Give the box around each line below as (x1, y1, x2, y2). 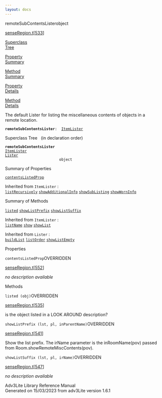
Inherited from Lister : (5, 231, 50, 237)
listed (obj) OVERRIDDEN (5, 293, 59, 299)
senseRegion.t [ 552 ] (5, 265, 44, 271)
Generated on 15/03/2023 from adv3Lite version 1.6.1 (5, 387, 111, 393)
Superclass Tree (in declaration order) (5, 135, 83, 141)
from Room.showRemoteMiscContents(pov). (5, 345, 94, 350)
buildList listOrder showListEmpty (5, 237, 75, 242)
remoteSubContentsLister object (5, 20, 69, 26)
